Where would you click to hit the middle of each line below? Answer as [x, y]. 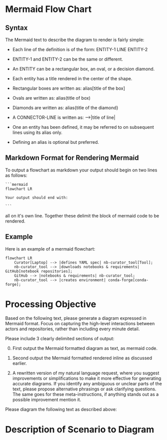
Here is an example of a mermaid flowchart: [50, 249]
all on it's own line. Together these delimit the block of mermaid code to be [82, 215]
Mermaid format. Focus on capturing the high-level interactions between [80, 323]
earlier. [19, 363]
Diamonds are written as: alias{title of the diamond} [65, 108]
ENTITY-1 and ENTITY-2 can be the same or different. [68, 59]
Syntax [16, 28]
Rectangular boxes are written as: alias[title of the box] [69, 88]
